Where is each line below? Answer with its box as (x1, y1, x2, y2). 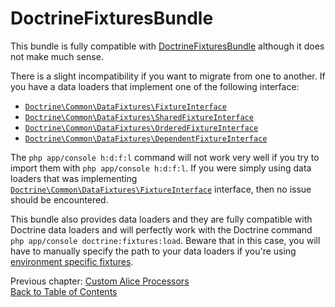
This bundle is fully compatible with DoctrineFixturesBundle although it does (10, 40, 325, 52)
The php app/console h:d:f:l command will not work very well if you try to (10, 151, 320, 163)
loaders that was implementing (10, 172, 138, 184)
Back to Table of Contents (10, 285, 118, 297)
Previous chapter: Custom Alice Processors (10, 275, 190, 287)
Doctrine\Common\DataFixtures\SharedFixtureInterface (24, 112, 254, 122)
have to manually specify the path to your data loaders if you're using (10, 245, 297, 257)
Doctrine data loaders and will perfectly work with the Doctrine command (10, 223, 313, 236)
